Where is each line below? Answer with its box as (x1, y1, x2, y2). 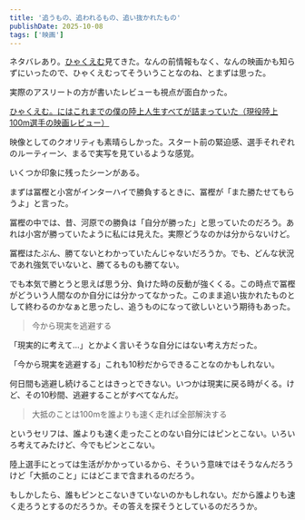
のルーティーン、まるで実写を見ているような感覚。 (9, 148, 200, 159)
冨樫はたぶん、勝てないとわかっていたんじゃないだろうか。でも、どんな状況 (9, 248, 295, 259)
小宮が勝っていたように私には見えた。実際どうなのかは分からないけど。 (25, 229, 295, 240)
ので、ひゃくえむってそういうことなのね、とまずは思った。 (48, 67, 271, 78)
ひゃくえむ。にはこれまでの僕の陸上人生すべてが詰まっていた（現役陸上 (9, 106, 279, 117)
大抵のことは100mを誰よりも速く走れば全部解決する (31, 409, 228, 420)
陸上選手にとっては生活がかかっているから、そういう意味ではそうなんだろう (9, 459, 295, 470)
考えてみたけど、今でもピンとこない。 (16, 439, 161, 450)
